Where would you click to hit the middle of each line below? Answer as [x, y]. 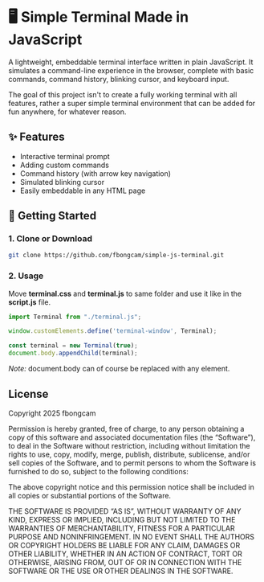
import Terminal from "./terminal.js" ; [75, 317]
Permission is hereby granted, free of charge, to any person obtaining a [126, 428]
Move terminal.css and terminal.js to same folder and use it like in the [125, 293]
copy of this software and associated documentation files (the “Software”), [132, 437]
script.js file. [30, 302]
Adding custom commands [65, 165]
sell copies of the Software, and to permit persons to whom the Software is [132, 463]
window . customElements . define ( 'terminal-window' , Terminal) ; [113, 331]
